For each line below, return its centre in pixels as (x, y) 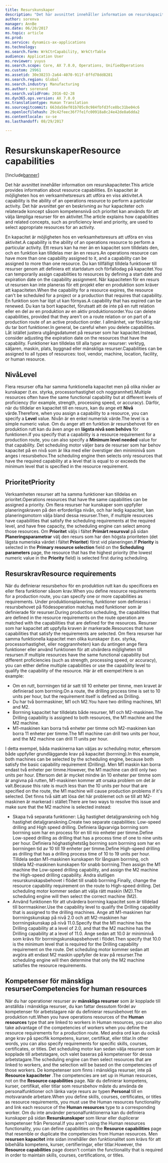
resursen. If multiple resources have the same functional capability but (77, 655)
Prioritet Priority (30, 482)
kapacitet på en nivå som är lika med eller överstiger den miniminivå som (80, 450)
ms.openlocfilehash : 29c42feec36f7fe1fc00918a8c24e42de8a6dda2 (72, 112)
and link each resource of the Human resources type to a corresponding (80, 1107)
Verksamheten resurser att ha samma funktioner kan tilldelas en (71, 494)
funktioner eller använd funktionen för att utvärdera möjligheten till (73, 649)
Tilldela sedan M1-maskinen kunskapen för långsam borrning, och (80, 859)
